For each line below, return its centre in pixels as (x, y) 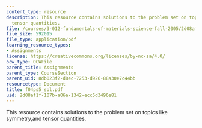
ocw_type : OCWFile (29, 62)
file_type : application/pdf (41, 39)
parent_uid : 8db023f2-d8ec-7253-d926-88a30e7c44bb (71, 78)
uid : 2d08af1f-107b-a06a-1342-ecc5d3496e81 (62, 95)
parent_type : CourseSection (41, 73)
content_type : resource (36, 12)
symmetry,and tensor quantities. (46, 118)
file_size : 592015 (29, 34)
